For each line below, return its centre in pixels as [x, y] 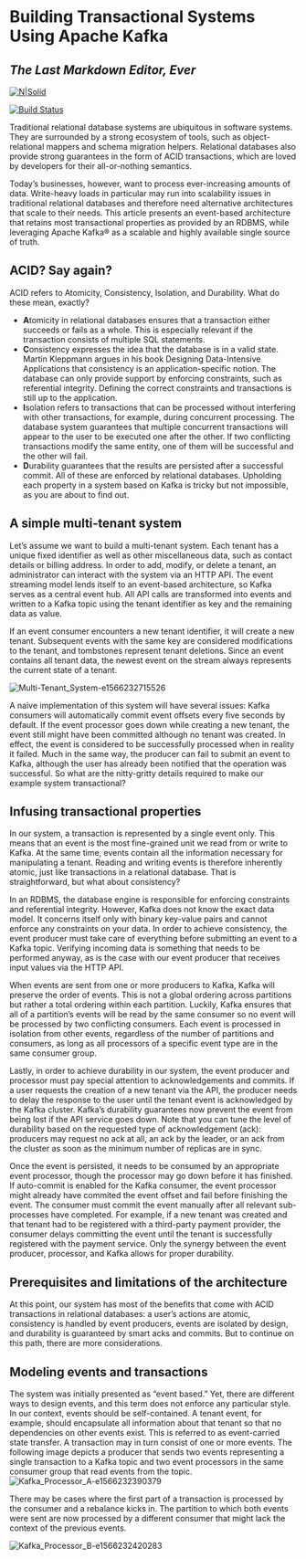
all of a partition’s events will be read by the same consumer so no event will [153, 1015]
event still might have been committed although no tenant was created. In [148, 734]
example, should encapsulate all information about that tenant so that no [146, 1423]
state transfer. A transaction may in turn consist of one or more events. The [151, 1443]
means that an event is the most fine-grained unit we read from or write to [149, 843]
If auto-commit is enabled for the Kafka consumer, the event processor [143, 1185]
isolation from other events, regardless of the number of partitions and [142, 1034]
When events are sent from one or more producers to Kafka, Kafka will [142, 985]
